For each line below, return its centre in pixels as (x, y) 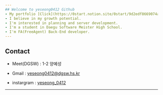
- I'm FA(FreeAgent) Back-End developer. (48, 32)
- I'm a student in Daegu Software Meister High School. (64, 27)
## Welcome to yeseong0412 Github (40, 9)
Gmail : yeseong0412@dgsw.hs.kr (46, 73)
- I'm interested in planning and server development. (62, 23)
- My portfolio (20, 14)
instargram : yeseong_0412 (39, 82)
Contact (17, 51)
